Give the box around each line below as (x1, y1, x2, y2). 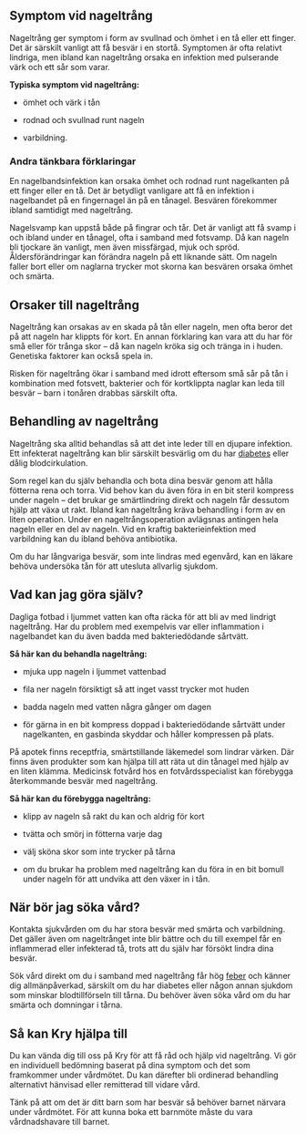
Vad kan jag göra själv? (9, 587, 144, 603)
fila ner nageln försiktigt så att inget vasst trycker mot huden (22, 684, 250, 695)
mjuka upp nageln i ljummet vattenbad (22, 665, 167, 676)
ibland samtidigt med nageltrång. (9, 205, 134, 216)
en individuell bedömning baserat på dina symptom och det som (9, 1060, 250, 1071)
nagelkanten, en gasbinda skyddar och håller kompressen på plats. (22, 728, 275, 739)
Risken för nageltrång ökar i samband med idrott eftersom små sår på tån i (9, 367, 289, 378)
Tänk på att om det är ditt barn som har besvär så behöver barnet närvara (9, 1097, 286, 1108)
